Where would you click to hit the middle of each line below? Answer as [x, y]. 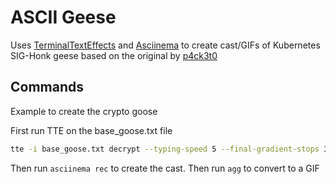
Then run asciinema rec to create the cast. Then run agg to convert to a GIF [165, 168]
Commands [47, 87]
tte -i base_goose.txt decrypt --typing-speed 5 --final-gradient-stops [165, 149]
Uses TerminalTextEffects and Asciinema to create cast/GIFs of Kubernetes [165, 45]
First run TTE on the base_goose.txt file [91, 130]
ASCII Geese [63, 17]
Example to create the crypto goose [84, 111]
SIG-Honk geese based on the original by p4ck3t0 [114, 55]
